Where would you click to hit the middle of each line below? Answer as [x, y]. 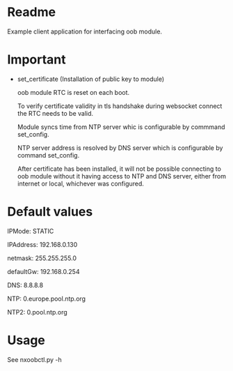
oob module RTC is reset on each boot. [73, 92]
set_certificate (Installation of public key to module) [91, 79]
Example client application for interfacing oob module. [85, 31]
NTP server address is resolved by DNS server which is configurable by [120, 148]
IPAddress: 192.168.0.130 [42, 244]
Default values [50, 212]
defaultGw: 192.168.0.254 [43, 271]
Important [37, 60]
